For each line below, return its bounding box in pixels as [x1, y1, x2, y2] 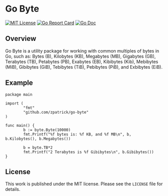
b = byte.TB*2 [23, 145, 53, 150]
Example [5, 79, 33, 87]
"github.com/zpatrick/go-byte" [23, 110, 89, 115]
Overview [5, 34, 37, 43]
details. [5, 186, 21, 192]
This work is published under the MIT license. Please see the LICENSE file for [5, 181, 163, 187]
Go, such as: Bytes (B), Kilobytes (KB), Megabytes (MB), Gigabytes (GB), [5, 53, 156, 59]
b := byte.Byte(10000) [23, 127, 71, 132]
